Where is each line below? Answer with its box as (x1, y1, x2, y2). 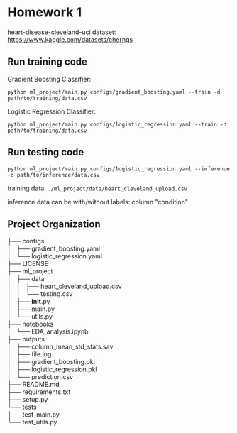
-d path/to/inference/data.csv (7, 171, 100, 178)
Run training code (7, 56, 87, 68)
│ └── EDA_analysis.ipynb (7, 327, 89, 336)
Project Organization (7, 218, 101, 230)
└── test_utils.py (7, 418, 57, 427)
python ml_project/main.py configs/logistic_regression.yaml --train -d (7, 121, 227, 128)
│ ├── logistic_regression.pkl (7, 365, 97, 373)
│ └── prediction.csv (7, 373, 73, 381)
